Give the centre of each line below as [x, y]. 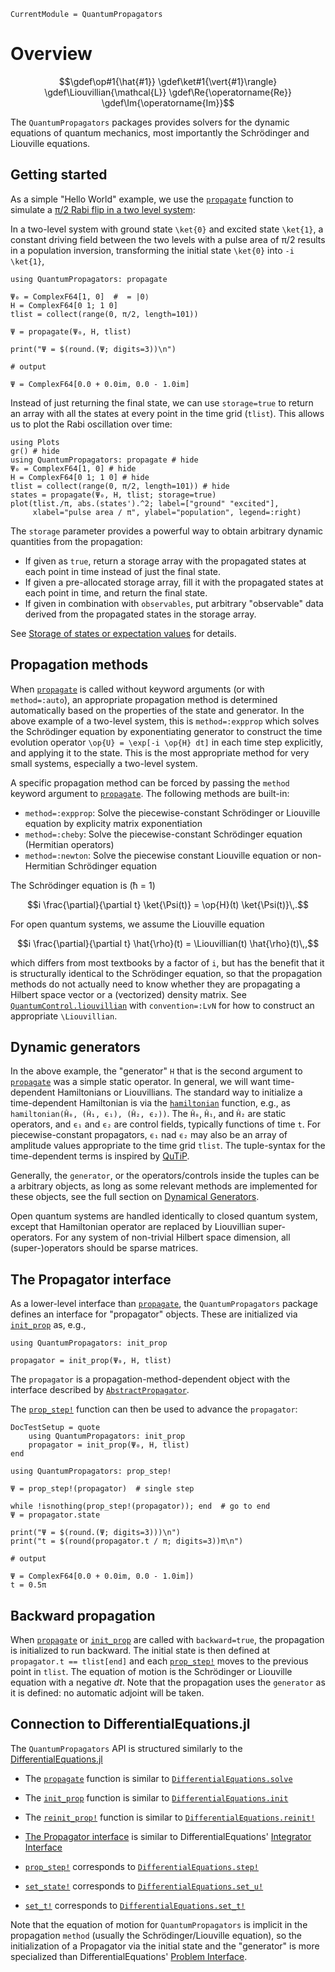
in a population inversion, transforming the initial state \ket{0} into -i [152, 250]
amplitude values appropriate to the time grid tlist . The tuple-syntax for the [168, 1146]
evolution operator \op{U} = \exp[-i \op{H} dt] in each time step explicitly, [167, 742]
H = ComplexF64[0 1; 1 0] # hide [80, 477]
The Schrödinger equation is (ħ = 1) [83, 885]
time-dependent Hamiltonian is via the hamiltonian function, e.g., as [150, 1103]
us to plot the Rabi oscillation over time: [91, 424]
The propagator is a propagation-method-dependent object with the [150, 1379]
